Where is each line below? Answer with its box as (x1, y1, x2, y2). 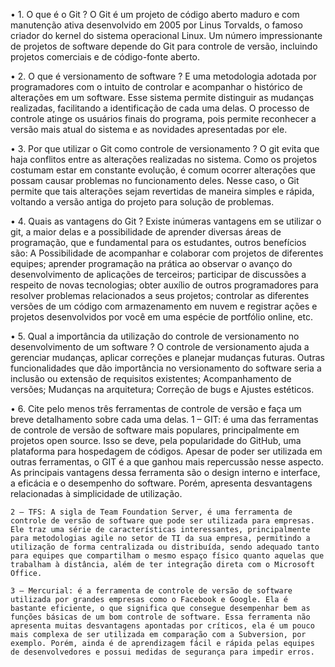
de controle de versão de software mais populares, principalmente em (10, 424, 300, 436)
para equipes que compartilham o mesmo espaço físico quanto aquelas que (10, 551, 325, 561)
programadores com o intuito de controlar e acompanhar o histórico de (10, 81, 303, 93)
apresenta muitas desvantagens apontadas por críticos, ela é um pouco (10, 621, 315, 631)
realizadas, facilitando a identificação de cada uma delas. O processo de (10, 102, 310, 114)
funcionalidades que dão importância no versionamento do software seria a (10, 362, 322, 374)
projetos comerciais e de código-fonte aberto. (10, 51, 201, 63)
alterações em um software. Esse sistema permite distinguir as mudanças (10, 92, 315, 103)
